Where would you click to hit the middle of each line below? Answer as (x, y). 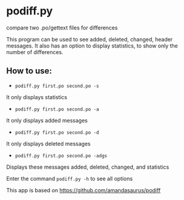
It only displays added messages (47, 120)
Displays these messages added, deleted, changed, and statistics (88, 167)
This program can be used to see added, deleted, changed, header (90, 39)
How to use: (29, 71)
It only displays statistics (37, 97)
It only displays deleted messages (49, 144)
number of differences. (35, 52)
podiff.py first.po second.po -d (57, 132)
